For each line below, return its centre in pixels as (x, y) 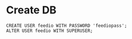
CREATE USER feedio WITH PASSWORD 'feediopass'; (67, 26)
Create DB (31, 10)
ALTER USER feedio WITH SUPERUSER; (50, 31)
